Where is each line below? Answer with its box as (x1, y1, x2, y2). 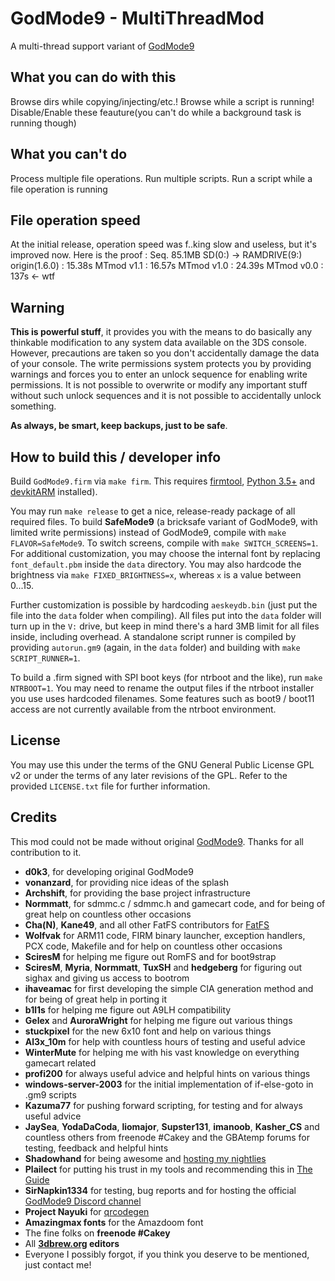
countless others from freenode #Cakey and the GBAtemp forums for (24, 1131, 311, 1143)
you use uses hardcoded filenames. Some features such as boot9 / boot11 (10, 693, 315, 704)
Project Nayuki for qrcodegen (24, 1205, 150, 1217)
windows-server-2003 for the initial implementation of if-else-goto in (24, 1078, 314, 1090)
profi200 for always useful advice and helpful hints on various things (24, 1067, 311, 1079)
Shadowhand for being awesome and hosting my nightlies (24, 1152, 267, 1164)
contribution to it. (10, 846, 82, 858)
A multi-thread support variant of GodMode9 (10, 40, 195, 52)
